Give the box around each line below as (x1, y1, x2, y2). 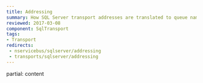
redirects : (6, 43, 34, 49)
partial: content (6, 70, 44, 77)
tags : (6, 31, 20, 37)
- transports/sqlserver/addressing (8, 54, 98, 60)
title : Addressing (6, 8, 53, 15)
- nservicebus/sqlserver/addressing (8, 48, 101, 54)
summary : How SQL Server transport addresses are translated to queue (6, 14, 188, 20)
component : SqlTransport (6, 25, 69, 32)
